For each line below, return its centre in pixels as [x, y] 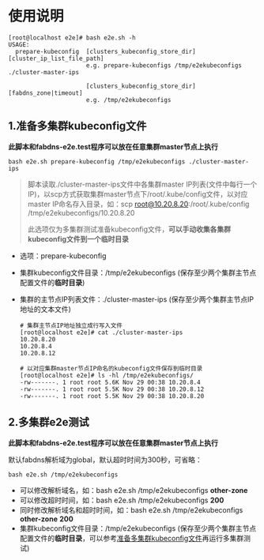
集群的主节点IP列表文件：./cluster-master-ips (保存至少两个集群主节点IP [137, 299]
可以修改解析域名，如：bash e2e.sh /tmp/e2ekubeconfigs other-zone [134, 490]
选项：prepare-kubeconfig [63, 256]
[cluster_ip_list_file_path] [56, 58]
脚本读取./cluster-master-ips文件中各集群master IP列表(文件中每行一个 [142, 184]
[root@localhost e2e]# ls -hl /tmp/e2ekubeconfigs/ [106, 375]
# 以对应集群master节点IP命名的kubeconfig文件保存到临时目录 [111, 368]
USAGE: [19, 44]
